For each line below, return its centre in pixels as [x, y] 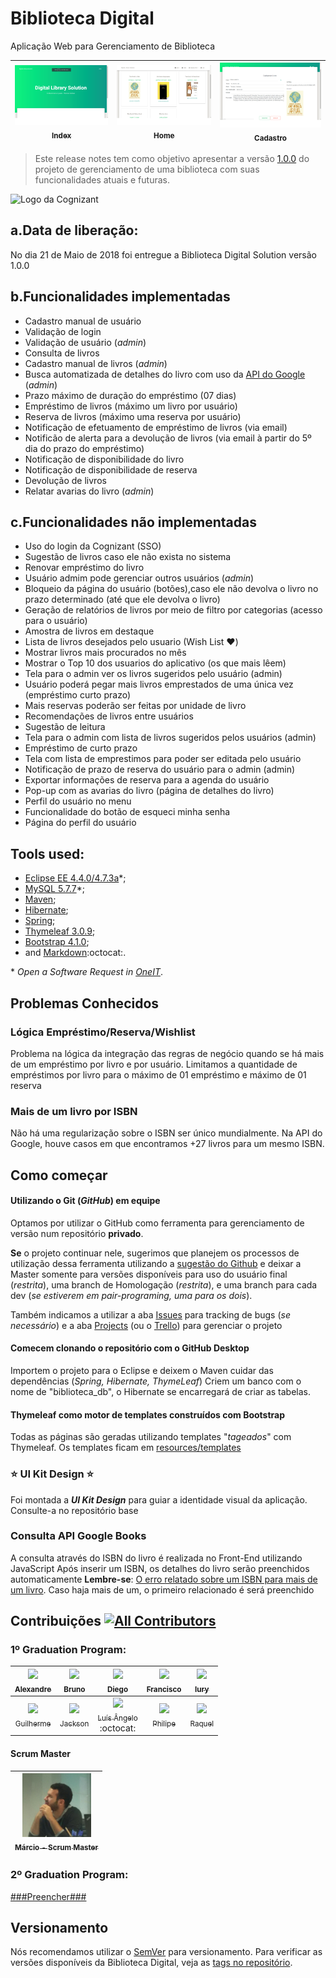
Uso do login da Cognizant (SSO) [93, 546]
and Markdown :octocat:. [75, 953]
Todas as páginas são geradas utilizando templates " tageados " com [151, 1437]
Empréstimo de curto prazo [81, 748]
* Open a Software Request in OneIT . [87, 972]
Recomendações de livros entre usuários [109, 716]
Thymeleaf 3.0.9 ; [60, 931]
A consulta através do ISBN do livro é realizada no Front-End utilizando [156, 1558]
